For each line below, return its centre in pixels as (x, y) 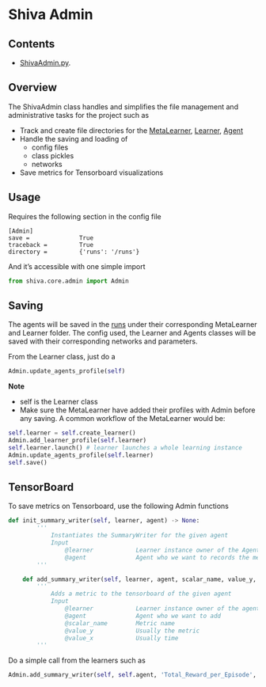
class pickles (53, 155)
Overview (33, 87)
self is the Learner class (59, 402)
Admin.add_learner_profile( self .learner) (78, 441)
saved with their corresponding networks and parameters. (103, 341)
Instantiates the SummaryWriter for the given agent (139, 536)
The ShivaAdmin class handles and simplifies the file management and (123, 106)
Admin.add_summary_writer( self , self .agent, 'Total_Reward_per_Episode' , (133, 675)
